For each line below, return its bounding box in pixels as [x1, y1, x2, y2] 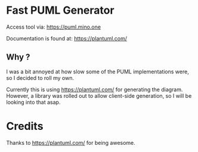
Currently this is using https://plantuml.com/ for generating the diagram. [6, 86, 183, 93]
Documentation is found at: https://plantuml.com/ [6, 35, 127, 42]
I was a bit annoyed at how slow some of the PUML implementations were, [6, 68, 189, 75]
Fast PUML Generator [6, 4, 115, 17]
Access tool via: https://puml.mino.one [6, 23, 101, 30]
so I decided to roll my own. [6, 74, 75, 81]
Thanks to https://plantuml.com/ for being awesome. [6, 139, 135, 146]
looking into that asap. [6, 98, 61, 106]
